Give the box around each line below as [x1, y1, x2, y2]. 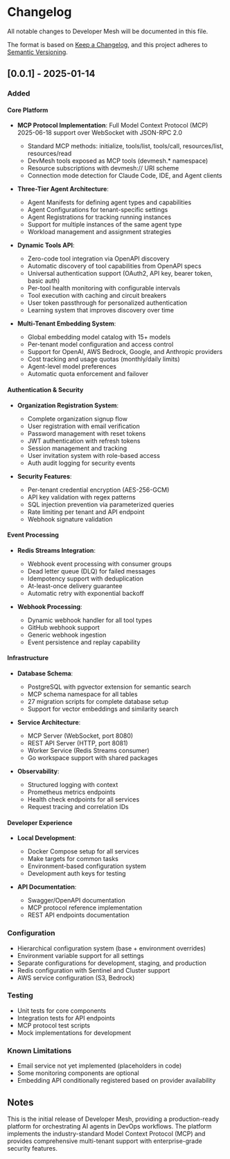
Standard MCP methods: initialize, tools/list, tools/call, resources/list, [27, 142, 224, 150]
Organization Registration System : [17, 401, 119, 409]
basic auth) [27, 276, 60, 285]
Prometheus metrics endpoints [27, 788, 116, 797]
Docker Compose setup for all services [27, 847, 139, 856]
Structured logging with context [27, 781, 118, 789]
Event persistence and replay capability [27, 638, 141, 646]
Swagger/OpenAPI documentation [27, 896, 126, 905]
